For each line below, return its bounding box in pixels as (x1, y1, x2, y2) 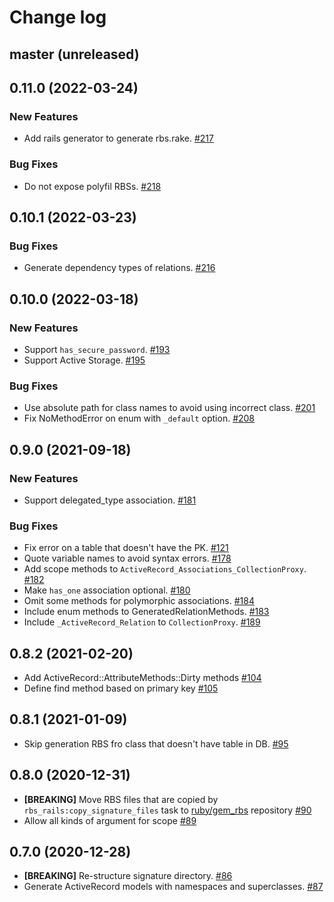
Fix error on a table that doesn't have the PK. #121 (23, 542, 229, 554)
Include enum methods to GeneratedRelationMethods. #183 (23, 606, 270, 618)
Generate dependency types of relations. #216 (23, 262, 216, 274)
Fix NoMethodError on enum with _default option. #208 (23, 412, 256, 425)
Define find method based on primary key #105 (23, 682, 219, 695)
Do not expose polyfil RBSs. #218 (23, 180, 162, 192)
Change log (9, 6, 107, 29)
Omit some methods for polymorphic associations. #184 (23, 595, 255, 607)
